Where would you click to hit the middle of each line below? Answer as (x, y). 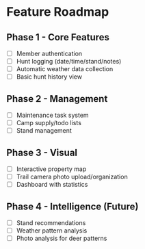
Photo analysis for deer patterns (62, 238)
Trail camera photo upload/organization (72, 177)
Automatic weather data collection (65, 69)
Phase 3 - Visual (42, 152)
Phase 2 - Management (57, 99)
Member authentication (49, 53)
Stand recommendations (51, 223)
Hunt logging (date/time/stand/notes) (69, 62)
